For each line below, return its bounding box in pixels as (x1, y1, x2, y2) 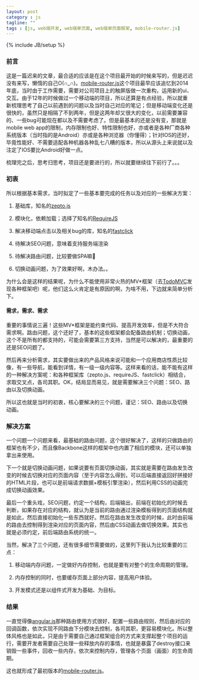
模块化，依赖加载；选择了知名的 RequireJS (14, 215, 118, 222)
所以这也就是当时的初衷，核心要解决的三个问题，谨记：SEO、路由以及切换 (6, 398, 188, 406)
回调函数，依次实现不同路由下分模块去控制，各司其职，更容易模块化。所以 (6, 625, 188, 632)
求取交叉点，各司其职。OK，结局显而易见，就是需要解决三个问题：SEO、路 (6, 379, 191, 386)
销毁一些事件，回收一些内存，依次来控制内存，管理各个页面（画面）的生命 (6, 647, 188, 654)
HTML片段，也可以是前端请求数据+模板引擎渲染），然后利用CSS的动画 (11, 479, 183, 486)
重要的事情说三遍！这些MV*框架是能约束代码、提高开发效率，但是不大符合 (6, 321, 189, 329)
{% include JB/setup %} (6, 41, 65, 49)
